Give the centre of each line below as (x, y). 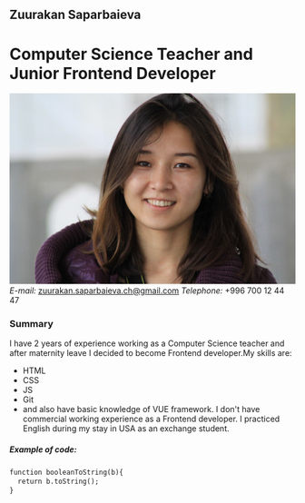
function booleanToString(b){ (67, 473)
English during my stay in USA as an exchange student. (126, 429)
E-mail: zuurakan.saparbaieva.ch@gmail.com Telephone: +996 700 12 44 (147, 291)
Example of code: (43, 449)
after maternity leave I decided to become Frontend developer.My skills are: (151, 353)
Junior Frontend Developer (113, 73)
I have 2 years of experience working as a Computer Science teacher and (147, 343)
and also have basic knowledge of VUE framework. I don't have (141, 409)
